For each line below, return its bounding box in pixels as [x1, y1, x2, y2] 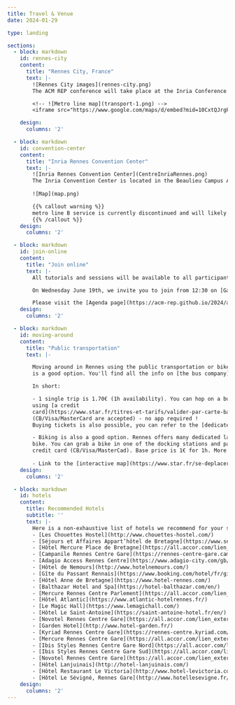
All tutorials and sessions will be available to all [32, 274, 192, 281]
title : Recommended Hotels [25, 505, 105, 513]
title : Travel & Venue [7, 10, 73, 17]
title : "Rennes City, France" [25, 68, 114, 75]
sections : [7, 42, 36, 49]
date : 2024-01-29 [7, 17, 58, 24]
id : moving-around [20, 332, 73, 339]
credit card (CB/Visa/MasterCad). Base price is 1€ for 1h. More [32, 447, 227, 455]
